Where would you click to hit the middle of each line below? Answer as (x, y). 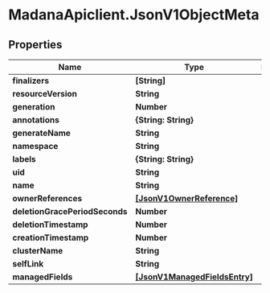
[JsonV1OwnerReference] (187, 198)
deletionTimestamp (50, 225)
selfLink (28, 264)
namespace (35, 146)
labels (24, 159)
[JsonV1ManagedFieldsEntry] (194, 277)
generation (34, 107)
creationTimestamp (51, 237)
